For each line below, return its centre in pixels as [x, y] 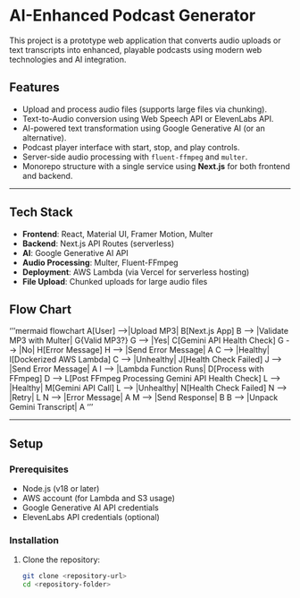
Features [34, 87]
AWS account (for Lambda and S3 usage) [99, 499]
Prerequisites [39, 469]
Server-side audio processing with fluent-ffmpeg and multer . [135, 157]
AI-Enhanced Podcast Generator [133, 16]
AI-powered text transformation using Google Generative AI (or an [143, 128]
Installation [34, 540]
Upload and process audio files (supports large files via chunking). [145, 109]
